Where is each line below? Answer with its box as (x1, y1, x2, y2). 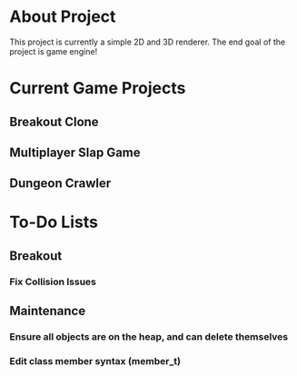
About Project (9, 6, 116, 27)
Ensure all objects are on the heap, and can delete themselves (9, 331, 289, 343)
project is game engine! (9, 45, 98, 56)
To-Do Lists (9, 212, 98, 233)
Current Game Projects (9, 78, 186, 99)
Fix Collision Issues (9, 275, 97, 288)
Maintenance (9, 303, 86, 319)
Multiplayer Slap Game (9, 144, 141, 160)
